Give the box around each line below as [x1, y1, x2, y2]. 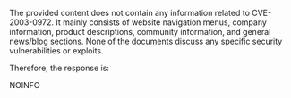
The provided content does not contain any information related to [9, 8, 251, 18]
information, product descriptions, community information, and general [9, 27, 271, 37]
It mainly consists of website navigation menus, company [55, 17, 267, 28]
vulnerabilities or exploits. [9, 45, 105, 56]
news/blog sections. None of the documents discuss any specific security [9, 36, 283, 46]
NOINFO [9, 80, 40, 90]
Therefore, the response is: [9, 62, 110, 73]
